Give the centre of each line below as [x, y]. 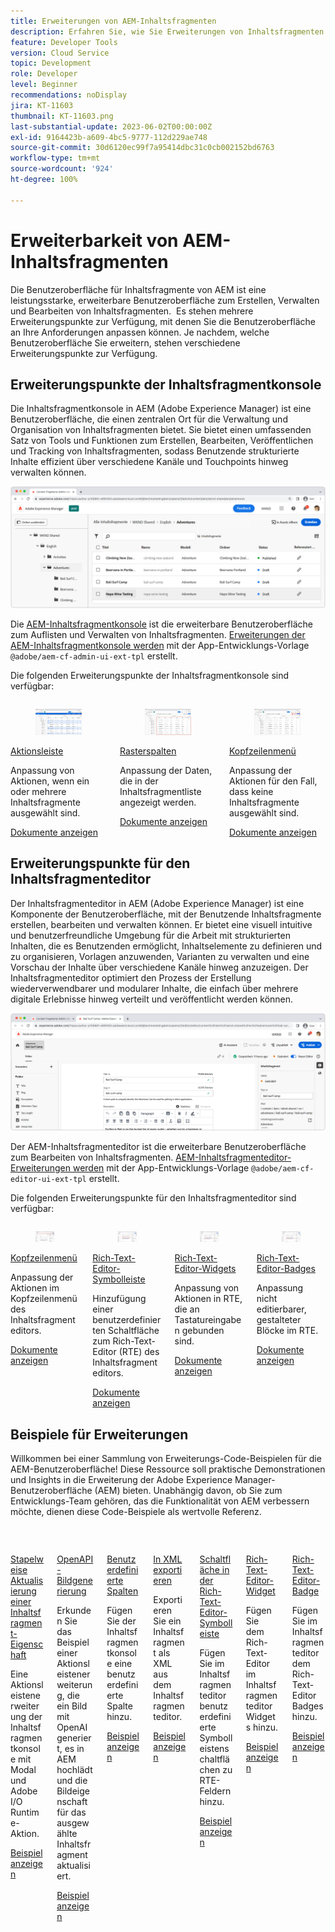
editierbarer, [281, 1309]
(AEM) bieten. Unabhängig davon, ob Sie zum [188, 1491]
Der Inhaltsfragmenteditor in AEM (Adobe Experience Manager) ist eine [157, 903]
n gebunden [199, 1331]
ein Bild [72, 1706]
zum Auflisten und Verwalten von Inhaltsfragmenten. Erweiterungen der [158, 635]
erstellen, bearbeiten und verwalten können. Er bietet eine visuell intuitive [161, 924]
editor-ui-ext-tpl [48, 1180]
